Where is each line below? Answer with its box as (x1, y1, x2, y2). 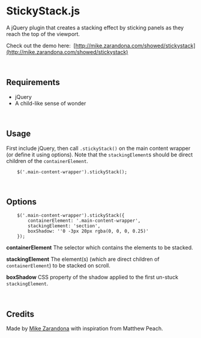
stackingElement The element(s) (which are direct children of (6, 256, 160, 263)
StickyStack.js (6, 4, 80, 18)
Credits (6, 309, 35, 319)
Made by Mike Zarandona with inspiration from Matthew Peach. (6, 325, 163, 332)
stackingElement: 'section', (28, 223, 101, 229)
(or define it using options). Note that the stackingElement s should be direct (6, 151, 193, 158)
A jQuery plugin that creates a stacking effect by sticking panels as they (6, 24, 184, 31)
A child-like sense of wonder (14, 99, 86, 107)
